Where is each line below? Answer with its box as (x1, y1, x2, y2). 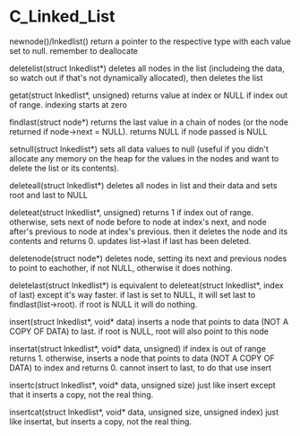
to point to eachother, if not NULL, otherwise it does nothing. (9, 262, 233, 273)
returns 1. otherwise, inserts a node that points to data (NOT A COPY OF (9, 353, 275, 363)
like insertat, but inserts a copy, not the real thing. (9, 415, 193, 427)
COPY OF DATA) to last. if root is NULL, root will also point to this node (9, 326, 269, 336)
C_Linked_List (9, 6, 116, 27)
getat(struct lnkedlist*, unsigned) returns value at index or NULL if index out (9, 90, 288, 100)
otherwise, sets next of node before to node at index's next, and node (9, 216, 267, 227)
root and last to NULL (9, 189, 88, 200)
